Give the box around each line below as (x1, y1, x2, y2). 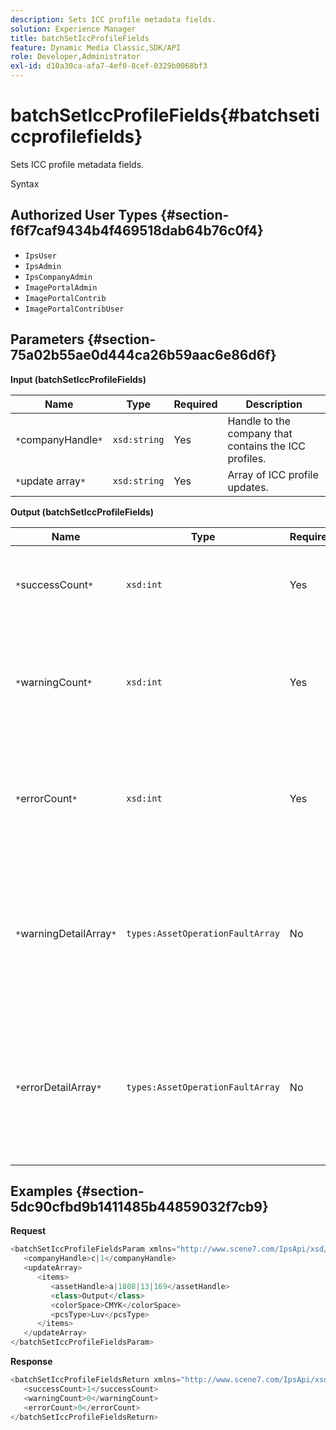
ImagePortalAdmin (24, 282, 98, 293)
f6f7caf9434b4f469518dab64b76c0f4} (10, 222, 264, 240)
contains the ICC (227, 439, 307, 453)
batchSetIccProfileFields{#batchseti (10, 104, 320, 127)
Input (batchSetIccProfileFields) (10, 373, 147, 385)
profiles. (227, 451, 267, 465)
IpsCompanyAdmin (24, 272, 93, 282)
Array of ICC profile (227, 467, 319, 481)
